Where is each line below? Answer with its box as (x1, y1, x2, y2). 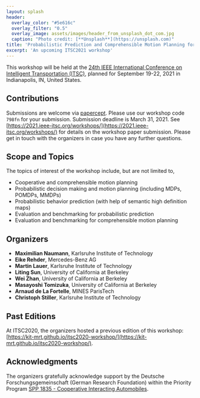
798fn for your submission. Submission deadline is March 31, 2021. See (6, 115, 180, 122)
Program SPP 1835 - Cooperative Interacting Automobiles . (6, 385, 149, 392)
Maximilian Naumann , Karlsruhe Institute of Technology (14, 250, 154, 257)
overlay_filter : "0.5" (11, 25, 68, 31)
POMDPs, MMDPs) (14, 191, 61, 199)
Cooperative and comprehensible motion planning (14, 179, 138, 186)
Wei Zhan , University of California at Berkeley (14, 275, 127, 282)
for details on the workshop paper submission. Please (58, 128, 191, 135)
